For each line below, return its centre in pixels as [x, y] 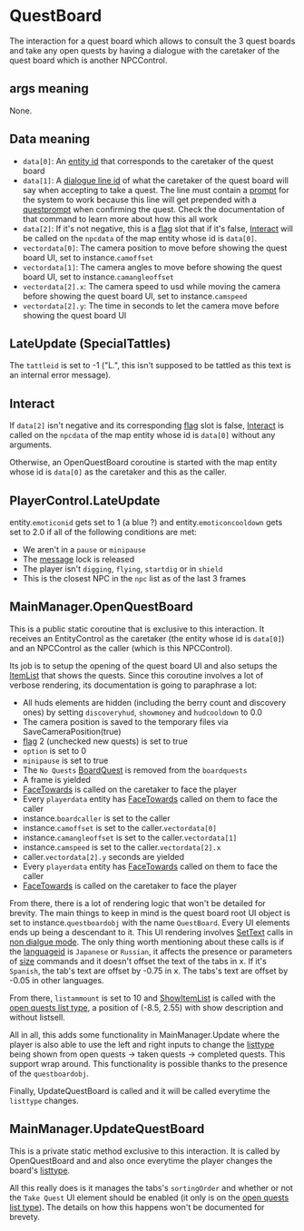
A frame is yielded [56, 779]
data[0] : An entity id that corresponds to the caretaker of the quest [148, 161]
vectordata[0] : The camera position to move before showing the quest [155, 248]
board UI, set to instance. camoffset [88, 257]
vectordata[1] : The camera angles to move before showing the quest [152, 267]
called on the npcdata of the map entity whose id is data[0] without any [142, 435]
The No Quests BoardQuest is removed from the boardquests [135, 770]
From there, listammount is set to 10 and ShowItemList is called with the [142, 998]
